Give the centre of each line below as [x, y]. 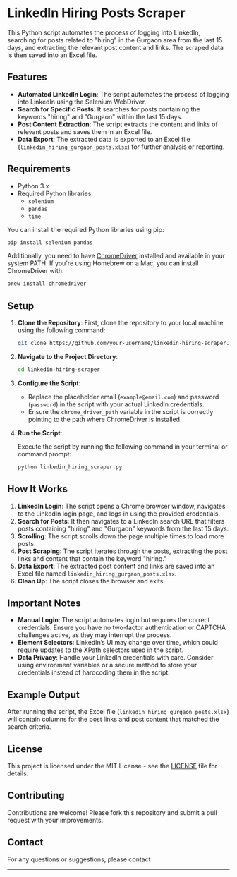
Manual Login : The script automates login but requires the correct [114, 620]
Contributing [36, 796]
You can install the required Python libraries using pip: [86, 229]
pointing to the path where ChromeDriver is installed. [105, 419]
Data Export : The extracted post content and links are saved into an [116, 566]
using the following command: [61, 330]
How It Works [38, 489]
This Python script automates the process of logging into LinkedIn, [104, 32]
